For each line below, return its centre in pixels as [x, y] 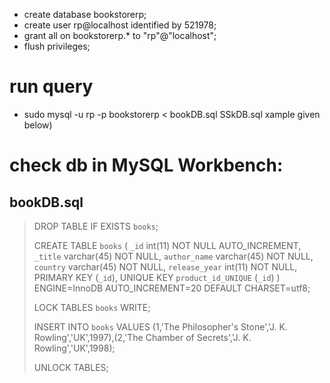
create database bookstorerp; [85, 14]
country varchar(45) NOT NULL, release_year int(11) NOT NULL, [165, 266]
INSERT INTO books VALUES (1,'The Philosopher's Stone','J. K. [160, 326]
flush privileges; [57, 46]
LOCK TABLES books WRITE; [92, 307]
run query [51, 86]
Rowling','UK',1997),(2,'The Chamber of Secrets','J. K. [142, 337]
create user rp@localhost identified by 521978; [120, 25]
